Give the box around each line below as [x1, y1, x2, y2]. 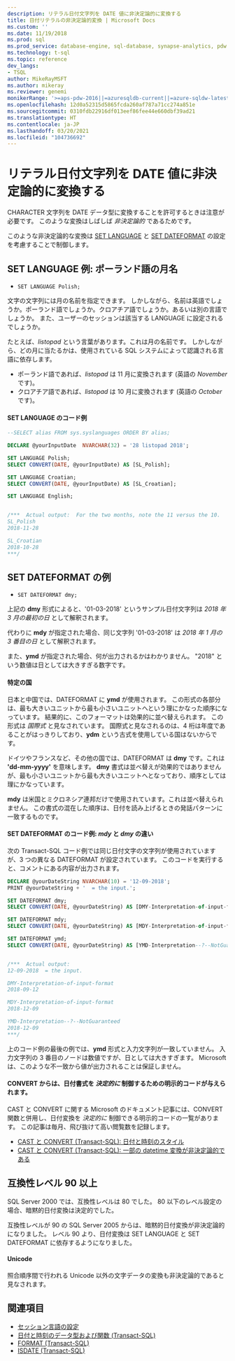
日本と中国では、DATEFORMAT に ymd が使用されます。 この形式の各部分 [7, 695, 222, 703]
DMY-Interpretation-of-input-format [7, 980, 114, 987]
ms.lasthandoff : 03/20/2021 [7, 127, 90, 134]
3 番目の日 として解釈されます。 [7, 637, 100, 646]
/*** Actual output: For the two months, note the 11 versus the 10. [7, 512, 220, 519]
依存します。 [19, 355, 56, 363]
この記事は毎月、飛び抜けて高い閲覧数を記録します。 [20, 1122, 173, 1131]
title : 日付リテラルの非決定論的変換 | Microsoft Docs [7, 17, 156, 24]
